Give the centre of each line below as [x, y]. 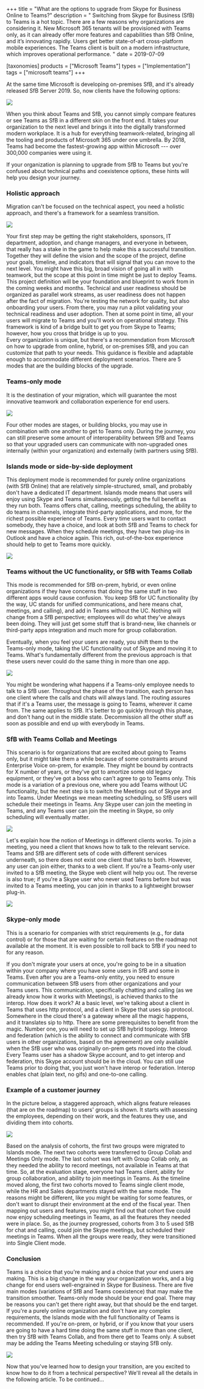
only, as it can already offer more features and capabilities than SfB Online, [100, 35]
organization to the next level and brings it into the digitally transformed [96, 127]
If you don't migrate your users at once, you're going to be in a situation [96, 964]
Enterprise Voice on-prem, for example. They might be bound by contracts [100, 766]
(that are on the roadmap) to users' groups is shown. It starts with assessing [102, 1110]
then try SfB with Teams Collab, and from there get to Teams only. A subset [101, 1337]
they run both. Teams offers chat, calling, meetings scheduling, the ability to [102, 505]
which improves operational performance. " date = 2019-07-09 [85, 54]
